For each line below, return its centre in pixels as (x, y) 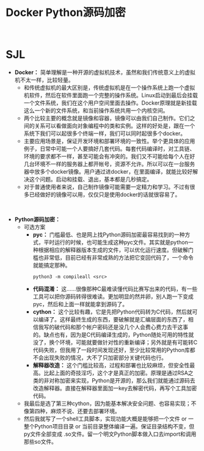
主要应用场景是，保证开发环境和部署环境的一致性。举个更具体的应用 (109, 141)
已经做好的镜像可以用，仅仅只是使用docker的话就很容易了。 (105, 194)
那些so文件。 (40, 441)
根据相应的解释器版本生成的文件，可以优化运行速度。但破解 (113, 250)
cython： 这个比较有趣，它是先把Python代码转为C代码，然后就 (112, 312)
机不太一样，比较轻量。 (44, 79)
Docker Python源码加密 (66, 13)
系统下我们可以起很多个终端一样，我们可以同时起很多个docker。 (105, 133)
